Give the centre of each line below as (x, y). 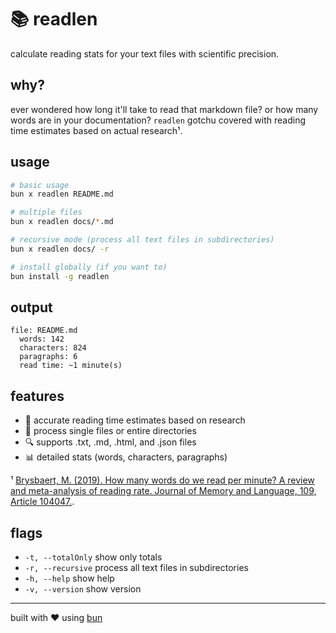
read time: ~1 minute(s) (71, 366)
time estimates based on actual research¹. (96, 130)
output (31, 307)
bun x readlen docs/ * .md (62, 222)
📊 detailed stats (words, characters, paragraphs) (126, 457)
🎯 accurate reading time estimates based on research (135, 420)
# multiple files (46, 212)
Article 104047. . (42, 502)
